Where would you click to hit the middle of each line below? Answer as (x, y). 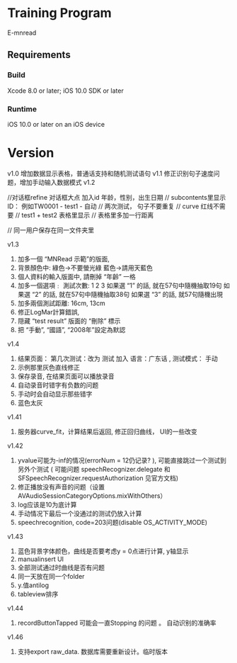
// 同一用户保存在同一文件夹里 (51, 230)
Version (31, 153)
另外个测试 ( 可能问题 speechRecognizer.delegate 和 (94, 469)
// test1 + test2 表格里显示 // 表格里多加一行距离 (85, 215)
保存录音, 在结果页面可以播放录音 (66, 376)
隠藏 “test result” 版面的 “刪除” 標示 (69, 321)
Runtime (22, 109)
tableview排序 (38, 594)
